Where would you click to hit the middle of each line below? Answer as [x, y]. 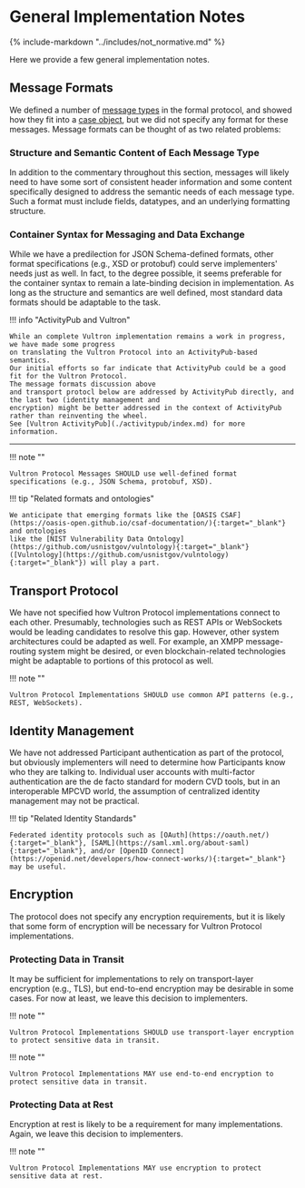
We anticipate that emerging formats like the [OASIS [113, 515]
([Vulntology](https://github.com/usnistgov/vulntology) [119, 555]
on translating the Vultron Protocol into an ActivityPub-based [133, 353]
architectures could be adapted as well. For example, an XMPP [127, 642]
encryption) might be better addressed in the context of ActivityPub [146, 408]
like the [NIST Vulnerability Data [77, 539]
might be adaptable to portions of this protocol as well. [112, 661]
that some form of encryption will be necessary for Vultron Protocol [136, 926]
